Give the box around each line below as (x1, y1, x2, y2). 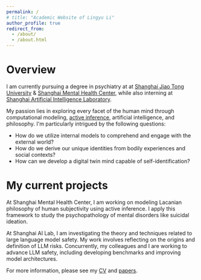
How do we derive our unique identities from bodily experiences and (14, 144, 186, 151)
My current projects (6, 179, 109, 192)
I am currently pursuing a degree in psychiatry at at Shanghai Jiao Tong (6, 83, 184, 90)
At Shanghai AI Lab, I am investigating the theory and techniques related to (6, 229, 193, 237)
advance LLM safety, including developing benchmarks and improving (6, 249, 181, 256)
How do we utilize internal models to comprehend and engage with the (14, 132, 191, 139)
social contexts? (14, 151, 56, 158)
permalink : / (6, 8, 39, 15)
